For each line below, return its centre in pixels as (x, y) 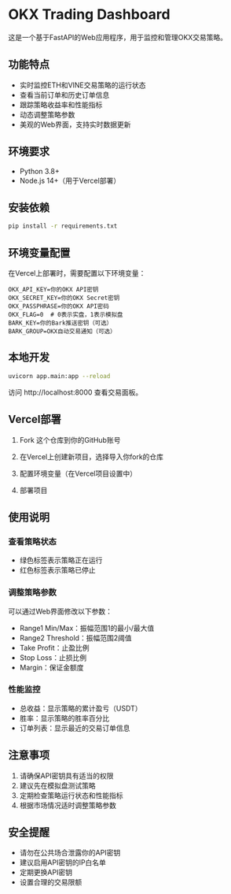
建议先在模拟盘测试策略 (57, 785)
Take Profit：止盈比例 (54, 647)
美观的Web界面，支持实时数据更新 (75, 124)
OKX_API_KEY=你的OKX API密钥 (53, 290)
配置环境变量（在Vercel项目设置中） (78, 473)
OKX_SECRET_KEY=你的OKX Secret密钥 (64, 298)
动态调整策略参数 (47, 114)
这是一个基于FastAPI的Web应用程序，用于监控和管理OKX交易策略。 (118, 37)
